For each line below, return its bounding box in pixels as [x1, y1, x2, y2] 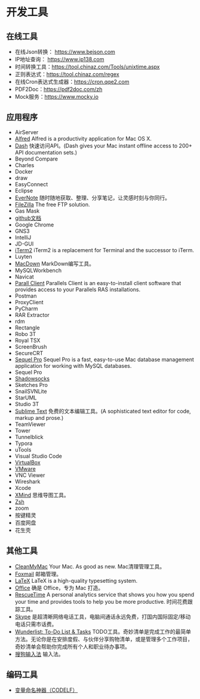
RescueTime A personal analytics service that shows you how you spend [14, 591, 195, 598]
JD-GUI [14, 240, 34, 247]
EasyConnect [14, 180, 48, 187]
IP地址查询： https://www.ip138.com [14, 56, 104, 63]
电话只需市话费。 [14, 621, 57, 628]
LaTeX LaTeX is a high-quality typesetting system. [14, 577, 138, 584]
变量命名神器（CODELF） [14, 686, 78, 694]
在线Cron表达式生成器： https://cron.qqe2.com [14, 78, 130, 85]
